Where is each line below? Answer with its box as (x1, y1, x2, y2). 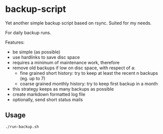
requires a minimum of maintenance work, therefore (12, 59, 120, 65)
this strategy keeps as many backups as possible (12, 86, 114, 92)
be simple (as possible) (12, 49, 61, 55)
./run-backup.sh (5, 124, 39, 129)
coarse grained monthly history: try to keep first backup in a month (19, 81, 158, 87)
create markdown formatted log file (12, 91, 85, 97)
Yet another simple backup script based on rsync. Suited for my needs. (5, 20, 151, 26)
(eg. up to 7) (19, 75, 45, 81)
